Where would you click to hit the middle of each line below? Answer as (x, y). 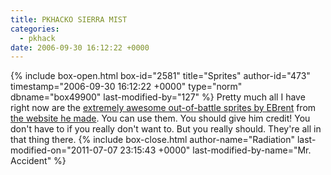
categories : (35, 29)
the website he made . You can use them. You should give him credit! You (160, 118)
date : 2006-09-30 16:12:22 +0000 (80, 47)
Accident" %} (38, 161)
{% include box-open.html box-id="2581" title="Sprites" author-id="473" (160, 76)
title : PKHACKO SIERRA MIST (69, 19)
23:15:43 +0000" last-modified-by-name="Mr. (215, 150)
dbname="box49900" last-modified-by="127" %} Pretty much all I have (158, 97)
